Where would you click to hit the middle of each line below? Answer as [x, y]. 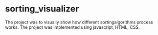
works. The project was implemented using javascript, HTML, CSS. [72, 27]
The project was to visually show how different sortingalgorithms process [79, 22]
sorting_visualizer [42, 9]
